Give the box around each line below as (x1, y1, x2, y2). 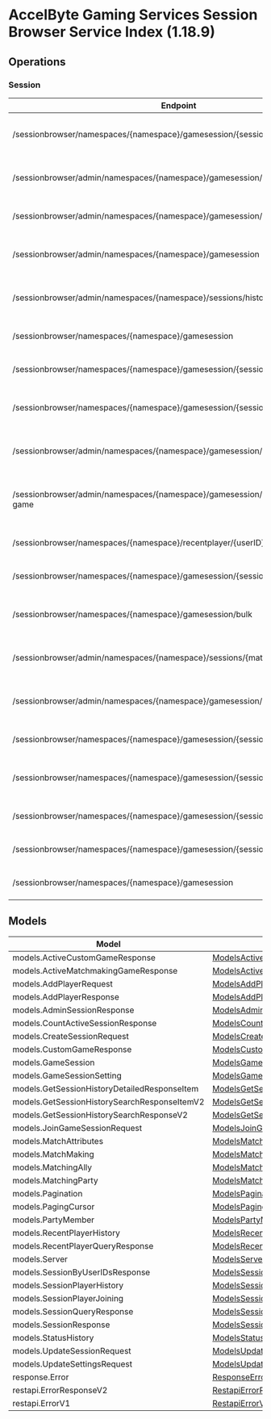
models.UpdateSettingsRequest (12, 1358, 133, 1369)
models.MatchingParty (12, 1175, 98, 1186)
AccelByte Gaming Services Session (8, 6, 258, 24)
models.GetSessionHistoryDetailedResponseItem (12, 1083, 199, 1094)
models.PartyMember (12, 1214, 95, 1225)
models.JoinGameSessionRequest (12, 1122, 143, 1133)
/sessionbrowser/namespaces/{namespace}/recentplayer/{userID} (12, 536, 265, 548)
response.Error (12, 1371, 69, 1383)
